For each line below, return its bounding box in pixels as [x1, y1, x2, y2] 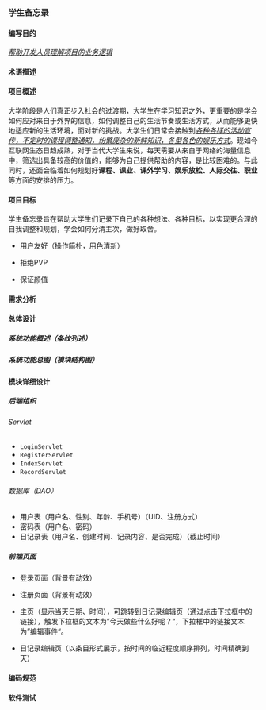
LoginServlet [19, 443, 63, 451]
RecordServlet [19, 469, 66, 477]
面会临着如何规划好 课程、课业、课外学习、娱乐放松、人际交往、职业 [35, 165, 258, 175]
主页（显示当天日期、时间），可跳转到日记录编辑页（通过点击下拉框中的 [19, 607, 253, 616]
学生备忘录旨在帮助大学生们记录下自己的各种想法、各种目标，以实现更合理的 [8, 214, 258, 224]
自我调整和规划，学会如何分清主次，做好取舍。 [8, 224, 161, 233]
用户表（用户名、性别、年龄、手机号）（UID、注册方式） [19, 512, 203, 522]
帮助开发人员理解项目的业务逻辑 [8, 48, 112, 57]
